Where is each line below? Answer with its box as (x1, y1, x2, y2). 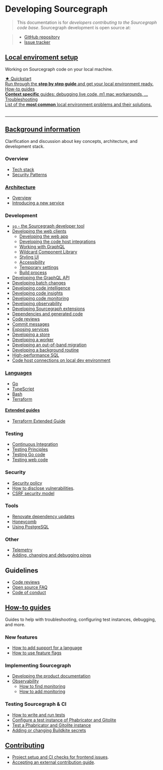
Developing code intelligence (12, 285, 70, 291)
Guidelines (5, 566, 38, 575)
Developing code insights (12, 290, 63, 296)
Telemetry (12, 547, 33, 553)
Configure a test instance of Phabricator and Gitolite (12, 717, 116, 723)
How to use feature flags (12, 650, 62, 656)
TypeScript (12, 385, 34, 392)
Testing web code (12, 457, 49, 463)
